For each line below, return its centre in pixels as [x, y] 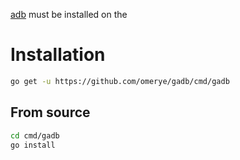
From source [50, 112]
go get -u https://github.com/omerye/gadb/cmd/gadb [120, 81]
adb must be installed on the [69, 14]
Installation [58, 55]
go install [33, 145]
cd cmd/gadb [35, 135]
